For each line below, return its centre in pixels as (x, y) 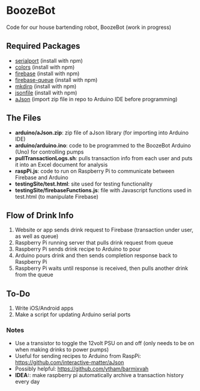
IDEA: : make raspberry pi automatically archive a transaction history (99, 375)
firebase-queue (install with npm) (56, 80)
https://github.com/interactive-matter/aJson (69, 363)
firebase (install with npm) (47, 74)
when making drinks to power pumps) (62, 349)
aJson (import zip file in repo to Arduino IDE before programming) (96, 99)
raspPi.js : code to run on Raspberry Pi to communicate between (95, 171)
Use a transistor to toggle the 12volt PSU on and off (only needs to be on (105, 343)
